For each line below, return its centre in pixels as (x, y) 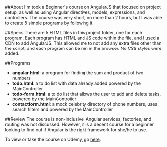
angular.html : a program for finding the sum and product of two (78, 73)
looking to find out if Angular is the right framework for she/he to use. (76, 130)
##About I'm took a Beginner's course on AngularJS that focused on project (83, 7)
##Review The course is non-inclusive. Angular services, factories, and (78, 119)
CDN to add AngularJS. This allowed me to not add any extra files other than (83, 43)
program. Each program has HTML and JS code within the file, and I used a (82, 38)
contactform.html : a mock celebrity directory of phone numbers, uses (85, 104)
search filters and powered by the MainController (63, 109)
